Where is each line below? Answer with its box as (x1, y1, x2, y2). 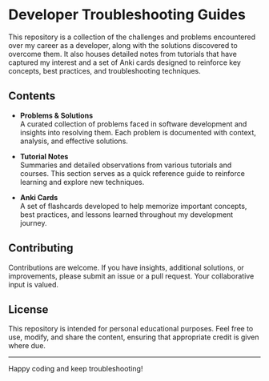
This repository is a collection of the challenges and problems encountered (8, 32, 256, 42)
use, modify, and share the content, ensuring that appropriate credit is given (8, 332, 259, 342)
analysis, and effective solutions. (19, 136, 128, 146)
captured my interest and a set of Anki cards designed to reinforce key (8, 58, 242, 67)
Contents (8, 90, 56, 103)
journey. (19, 218, 47, 227)
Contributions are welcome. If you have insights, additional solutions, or (8, 263, 244, 272)
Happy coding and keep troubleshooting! (8, 364, 143, 374)
